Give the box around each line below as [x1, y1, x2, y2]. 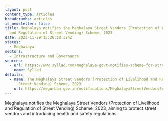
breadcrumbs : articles [5, 16, 52, 21]
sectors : [5, 49, 23, 54]
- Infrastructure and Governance [9, 53, 79, 59]
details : [5, 72, 23, 77]
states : [5, 40, 21, 45]
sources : [5, 58, 23, 63]
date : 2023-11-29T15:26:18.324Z [5, 35, 72, 40]
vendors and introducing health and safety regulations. [5, 110, 118, 116]
